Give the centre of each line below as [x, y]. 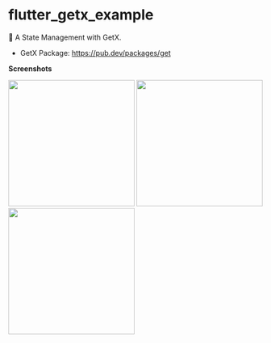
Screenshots [30, 68]
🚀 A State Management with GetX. [65, 37]
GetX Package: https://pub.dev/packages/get [95, 53]
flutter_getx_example [81, 15]
